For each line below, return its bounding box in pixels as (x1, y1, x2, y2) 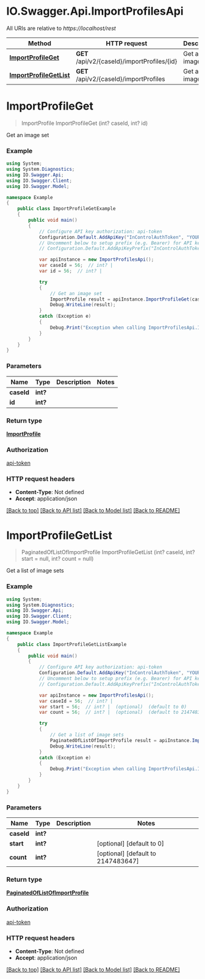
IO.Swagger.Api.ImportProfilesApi (6, 4, 184, 18)
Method (28, 39, 52, 47)
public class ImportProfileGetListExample (17, 641, 127, 647)
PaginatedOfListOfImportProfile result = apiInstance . (49, 737, 192, 743)
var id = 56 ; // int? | (38, 268, 103, 274)
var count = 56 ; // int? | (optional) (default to (38, 709, 179, 716)
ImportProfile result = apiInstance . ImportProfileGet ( (49, 296, 192, 302)
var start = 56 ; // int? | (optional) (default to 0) (38, 703, 187, 710)
